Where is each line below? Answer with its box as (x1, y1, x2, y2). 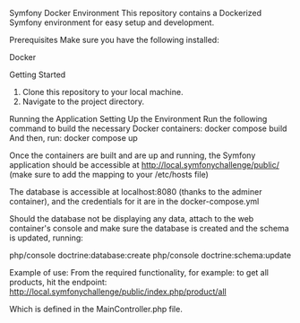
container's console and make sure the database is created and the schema (9, 223, 289, 233)
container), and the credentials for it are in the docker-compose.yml (9, 196, 260, 206)
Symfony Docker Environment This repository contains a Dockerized (9, 8, 262, 18)
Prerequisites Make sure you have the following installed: (9, 35, 219, 45)
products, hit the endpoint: (9, 277, 107, 287)
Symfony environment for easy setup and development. (9, 17, 215, 28)
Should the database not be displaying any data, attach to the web (9, 214, 254, 223)
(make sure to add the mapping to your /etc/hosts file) (9, 170, 209, 179)
